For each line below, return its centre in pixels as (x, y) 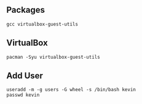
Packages (26, 10)
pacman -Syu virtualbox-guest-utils (53, 57)
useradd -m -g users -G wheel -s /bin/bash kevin (71, 90)
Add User (25, 76)
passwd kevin (23, 95)
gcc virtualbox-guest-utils (42, 24)
